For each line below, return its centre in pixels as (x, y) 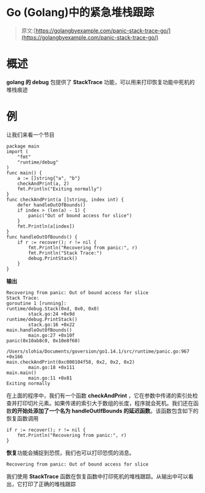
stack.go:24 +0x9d (52, 314)
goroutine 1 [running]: (37, 303)
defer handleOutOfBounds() (52, 205)
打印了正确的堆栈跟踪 (49, 484)
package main (23, 146)
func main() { (24, 173)
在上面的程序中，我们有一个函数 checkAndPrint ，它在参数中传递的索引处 (99, 395)
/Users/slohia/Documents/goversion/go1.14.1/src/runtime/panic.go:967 (98, 351)
